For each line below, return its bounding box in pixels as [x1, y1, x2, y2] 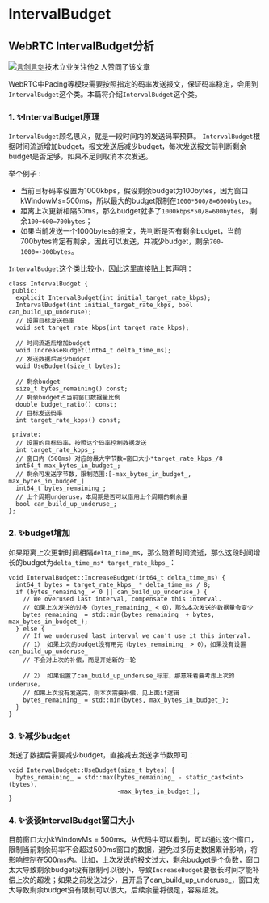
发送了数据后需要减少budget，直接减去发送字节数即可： [8, 749, 195, 760]
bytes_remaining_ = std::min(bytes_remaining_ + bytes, [23, 610, 216, 618]
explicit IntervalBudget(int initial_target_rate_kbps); [15, 294, 212, 302]
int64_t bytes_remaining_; [15, 484, 107, 493]
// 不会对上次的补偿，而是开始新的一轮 [23, 656, 137, 664]
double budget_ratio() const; [15, 401, 117, 409]
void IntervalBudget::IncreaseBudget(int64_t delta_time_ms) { [8, 573, 226, 582]
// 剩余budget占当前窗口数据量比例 [15, 394, 121, 402]
